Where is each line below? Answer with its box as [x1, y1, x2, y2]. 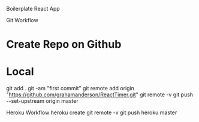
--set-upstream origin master [6, 97, 79, 105]
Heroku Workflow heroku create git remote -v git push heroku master [6, 109, 177, 116]
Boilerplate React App [6, 5, 60, 12]
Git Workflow [6, 17, 39, 23]
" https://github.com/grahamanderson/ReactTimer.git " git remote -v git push [6, 91, 194, 98]
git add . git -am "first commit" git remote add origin [6, 85, 135, 92]
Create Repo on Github [6, 38, 122, 51]
